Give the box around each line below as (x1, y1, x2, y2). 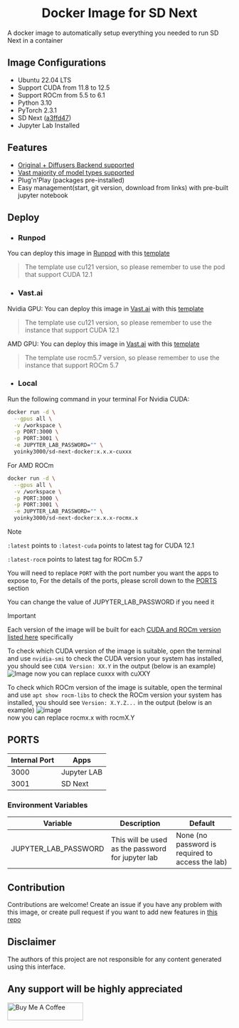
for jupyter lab (111, 853, 159, 863)
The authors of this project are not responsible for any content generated (7, 955, 222, 963)
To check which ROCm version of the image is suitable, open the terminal (7, 683, 223, 692)
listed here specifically (7, 633, 73, 641)
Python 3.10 (17, 98, 52, 107)
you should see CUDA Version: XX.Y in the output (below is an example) (7, 662, 216, 671)
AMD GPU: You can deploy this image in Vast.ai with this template (7, 340, 200, 348)
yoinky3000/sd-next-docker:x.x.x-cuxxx (14, 449, 132, 456)
